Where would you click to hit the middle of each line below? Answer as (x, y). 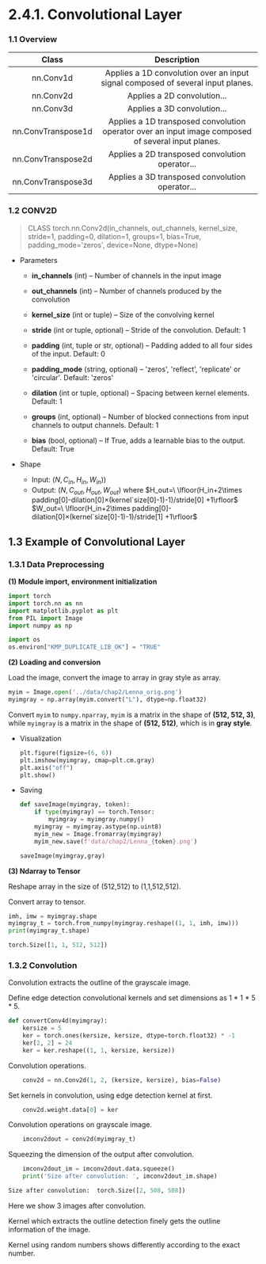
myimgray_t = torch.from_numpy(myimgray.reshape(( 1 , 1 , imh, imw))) (123, 923)
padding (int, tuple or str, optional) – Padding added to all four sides (142, 345)
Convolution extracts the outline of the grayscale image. (100, 983)
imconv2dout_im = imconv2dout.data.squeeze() (99, 1169)
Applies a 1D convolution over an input (177, 73)
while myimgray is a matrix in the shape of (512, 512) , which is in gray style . (130, 723)
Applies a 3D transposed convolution (177, 177)
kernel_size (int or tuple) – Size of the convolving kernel (123, 314)
